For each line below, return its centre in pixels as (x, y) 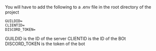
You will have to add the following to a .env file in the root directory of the (78, 7)
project (12, 12)
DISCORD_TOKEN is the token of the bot (45, 44)
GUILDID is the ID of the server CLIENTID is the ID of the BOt (65, 39)
